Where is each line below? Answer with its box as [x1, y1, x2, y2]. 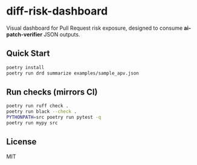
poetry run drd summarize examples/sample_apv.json [6, 70, 139, 76]
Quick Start [6, 49, 50, 59]
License [6, 136, 37, 147]
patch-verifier [6, 30, 43, 38]
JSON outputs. [44, 30, 80, 38]
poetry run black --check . [6, 109, 77, 115]
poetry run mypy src [6, 120, 59, 126]
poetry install [6, 64, 45, 70]
